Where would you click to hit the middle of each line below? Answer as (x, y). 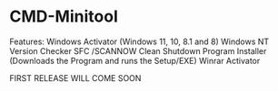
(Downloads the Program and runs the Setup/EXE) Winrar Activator (135, 60)
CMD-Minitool (64, 17)
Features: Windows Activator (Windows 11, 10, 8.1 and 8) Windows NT (139, 41)
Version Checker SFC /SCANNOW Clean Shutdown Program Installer (138, 50)
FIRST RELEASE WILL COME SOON (75, 77)
